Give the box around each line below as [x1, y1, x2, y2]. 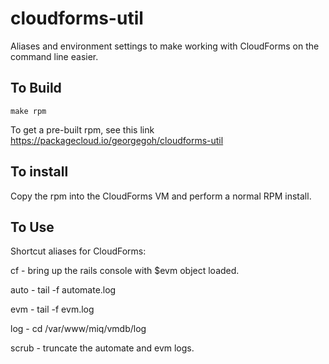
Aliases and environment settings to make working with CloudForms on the [10, 40, 320, 52]
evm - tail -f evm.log [10, 303, 95, 316]
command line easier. [10, 50, 99, 62]
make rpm [10, 106, 47, 116]
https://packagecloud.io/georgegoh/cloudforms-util [10, 134, 224, 146]
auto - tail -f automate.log [10, 284, 117, 296]
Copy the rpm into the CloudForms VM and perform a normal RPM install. [10, 190, 312, 202]
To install [10, 163, 69, 181]
